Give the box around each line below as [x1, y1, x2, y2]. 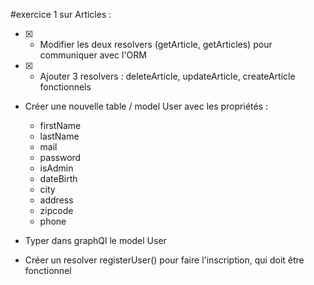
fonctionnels [39, 81, 92, 93]
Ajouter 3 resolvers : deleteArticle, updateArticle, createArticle [39, 70, 296, 82]
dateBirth [39, 173, 78, 184]
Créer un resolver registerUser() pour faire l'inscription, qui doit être [24, 254, 305, 266]
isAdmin [39, 162, 74, 174]
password [39, 152, 82, 163]
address [39, 194, 74, 206]
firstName [39, 120, 82, 131]
